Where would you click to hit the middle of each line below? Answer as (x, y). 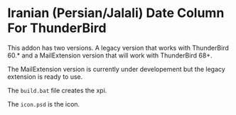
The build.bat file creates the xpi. (57, 90)
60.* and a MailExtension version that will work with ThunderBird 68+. (110, 55)
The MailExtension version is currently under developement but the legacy (116, 69)
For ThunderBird (57, 28)
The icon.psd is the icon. (44, 104)
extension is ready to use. (45, 77)
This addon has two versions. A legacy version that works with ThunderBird (118, 48)
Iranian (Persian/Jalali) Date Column (116, 13)
